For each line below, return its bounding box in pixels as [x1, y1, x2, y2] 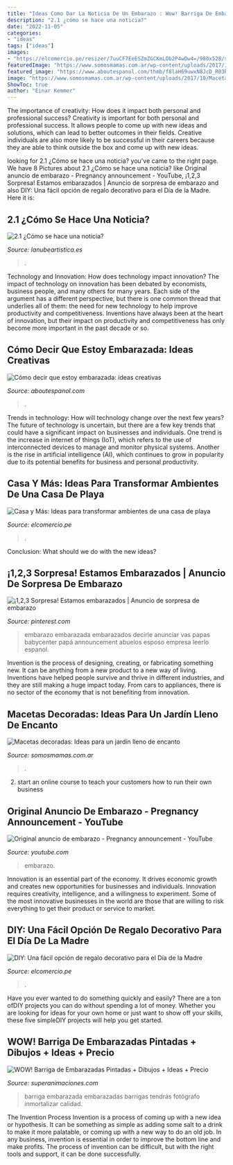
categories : [7, 29, 42, 37]
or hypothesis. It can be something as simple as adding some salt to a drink [7, 1120, 223, 1128]
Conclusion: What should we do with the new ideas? [7, 547, 157, 555]
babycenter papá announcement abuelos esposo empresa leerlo [24, 638, 209, 647]
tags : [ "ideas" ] [7, 42, 54, 49]
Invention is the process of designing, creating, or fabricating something [7, 659, 214, 667]
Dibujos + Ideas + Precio [7, 1047, 114, 1059]
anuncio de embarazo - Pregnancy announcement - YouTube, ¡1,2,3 [7, 171, 201, 180]
